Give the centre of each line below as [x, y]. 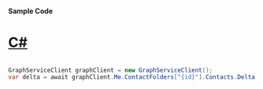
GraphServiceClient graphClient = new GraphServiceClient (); [111, 70]
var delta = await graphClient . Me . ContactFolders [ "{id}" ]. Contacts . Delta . [133, 77]
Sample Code [31, 11]
